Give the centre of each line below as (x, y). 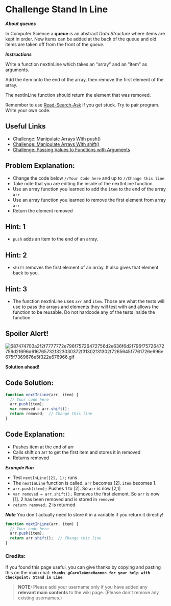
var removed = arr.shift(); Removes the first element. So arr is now (86, 494)
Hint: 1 (16, 226)
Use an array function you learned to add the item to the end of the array (89, 189)
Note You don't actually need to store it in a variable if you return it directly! (84, 514)
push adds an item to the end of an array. (55, 239)
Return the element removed (43, 210)
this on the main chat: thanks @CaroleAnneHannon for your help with (78, 573)
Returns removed (31, 458)
